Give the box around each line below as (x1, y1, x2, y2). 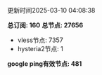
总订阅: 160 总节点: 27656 (7, 21, 84, 29)
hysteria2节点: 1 (17, 45, 63, 53)
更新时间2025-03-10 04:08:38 (7, 6, 96, 14)
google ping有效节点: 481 (7, 60, 82, 68)
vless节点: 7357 (17, 36, 63, 44)
